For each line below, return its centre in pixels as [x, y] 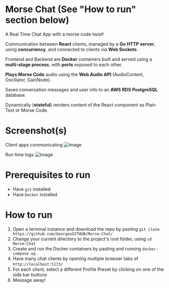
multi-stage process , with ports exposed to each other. [64, 64]
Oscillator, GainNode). [28, 80]
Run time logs [20, 154]
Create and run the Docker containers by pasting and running [77, 248]
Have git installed [31, 189]
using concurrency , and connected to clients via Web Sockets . [72, 49]
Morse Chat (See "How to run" [71, 9]
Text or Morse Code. [27, 110]
